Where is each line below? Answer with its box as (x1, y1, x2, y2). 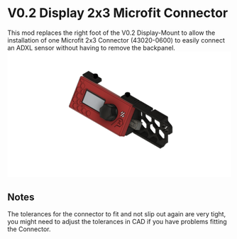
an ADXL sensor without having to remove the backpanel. (7, 43, 176, 52)
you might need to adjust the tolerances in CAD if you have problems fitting (7, 218, 227, 226)
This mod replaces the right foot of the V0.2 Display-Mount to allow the (7, 28, 216, 37)
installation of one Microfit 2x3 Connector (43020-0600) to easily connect (7, 35, 226, 44)
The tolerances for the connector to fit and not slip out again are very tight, (7, 210, 226, 218)
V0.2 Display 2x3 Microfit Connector (7, 5, 228, 21)
